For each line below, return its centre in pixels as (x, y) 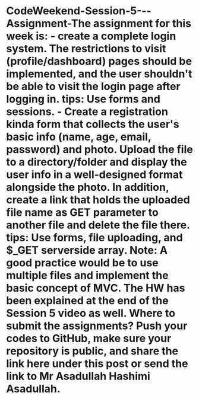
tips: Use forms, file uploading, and (94, 238)
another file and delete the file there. (98, 225)
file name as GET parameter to (82, 213)
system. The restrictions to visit (86, 49)
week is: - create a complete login (91, 36)
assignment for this (142, 23)
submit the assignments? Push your (97, 326)
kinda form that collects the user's (93, 124)
